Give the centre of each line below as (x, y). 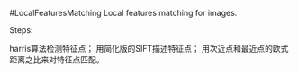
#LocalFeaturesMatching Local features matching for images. (123, 13)
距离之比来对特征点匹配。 (57, 60)
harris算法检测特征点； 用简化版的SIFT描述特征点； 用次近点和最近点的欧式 (149, 49)
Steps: (21, 30)
